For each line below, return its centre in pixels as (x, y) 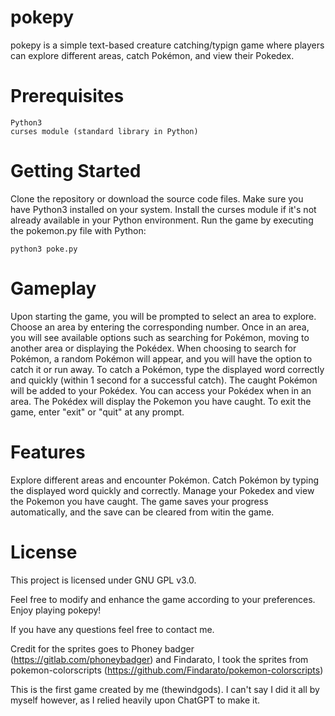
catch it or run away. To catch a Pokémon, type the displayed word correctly (167, 369)
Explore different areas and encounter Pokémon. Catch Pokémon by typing (165, 480)
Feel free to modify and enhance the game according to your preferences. (163, 599)
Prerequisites (67, 96)
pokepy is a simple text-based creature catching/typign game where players (167, 45)
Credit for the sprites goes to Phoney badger (102, 648)
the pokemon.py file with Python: (78, 230)
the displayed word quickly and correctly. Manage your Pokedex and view (162, 490)
